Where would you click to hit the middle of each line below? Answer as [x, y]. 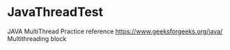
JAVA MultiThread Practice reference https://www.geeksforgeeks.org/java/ [115, 31]
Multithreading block [37, 38]
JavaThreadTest [55, 12]
